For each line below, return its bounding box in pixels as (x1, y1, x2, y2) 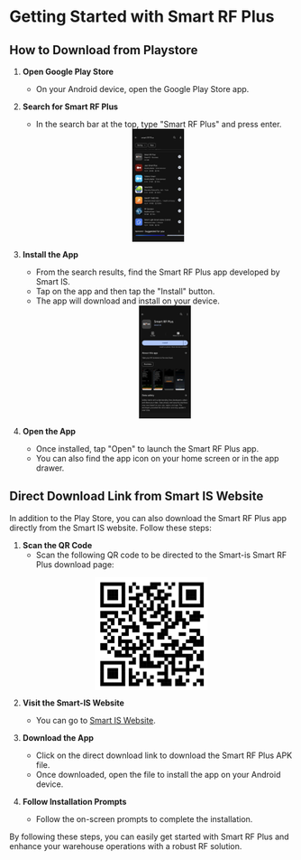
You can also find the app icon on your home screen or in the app (35, 453, 279, 463)
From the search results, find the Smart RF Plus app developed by (35, 266, 281, 277)
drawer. (35, 463, 65, 473)
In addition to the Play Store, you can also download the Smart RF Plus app (9, 512, 287, 523)
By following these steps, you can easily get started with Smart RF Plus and (9, 831, 290, 842)
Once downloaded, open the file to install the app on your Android (35, 769, 281, 780)
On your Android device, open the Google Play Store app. (35, 84, 250, 94)
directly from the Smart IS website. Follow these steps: (9, 522, 212, 533)
